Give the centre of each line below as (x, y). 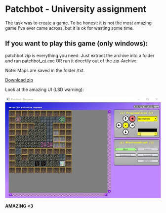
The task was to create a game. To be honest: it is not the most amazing (79, 23)
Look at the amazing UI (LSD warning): (44, 89)
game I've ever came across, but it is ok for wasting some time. (70, 28)
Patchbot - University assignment (76, 9)
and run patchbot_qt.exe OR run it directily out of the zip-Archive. (72, 61)
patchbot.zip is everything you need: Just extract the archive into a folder (80, 55)
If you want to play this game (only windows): (77, 44)
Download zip (19, 80)
